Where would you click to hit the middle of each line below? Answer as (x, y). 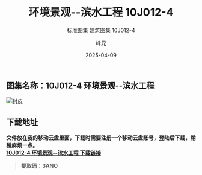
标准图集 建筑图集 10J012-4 (101, 30)
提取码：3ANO (39, 166)
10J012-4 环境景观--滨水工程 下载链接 (54, 153)
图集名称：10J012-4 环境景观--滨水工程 (80, 85)
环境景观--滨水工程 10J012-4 (101, 12)
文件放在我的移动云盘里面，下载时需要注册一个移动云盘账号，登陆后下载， (98, 138)
